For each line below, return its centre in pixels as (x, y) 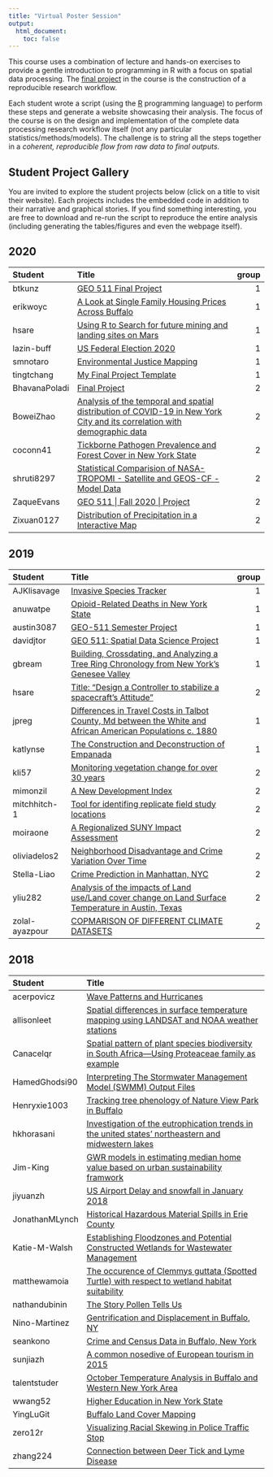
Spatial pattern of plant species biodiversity (169, 1043)
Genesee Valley (101, 674)
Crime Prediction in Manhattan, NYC (140, 874)
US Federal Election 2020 (126, 348)
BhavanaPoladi (41, 388)
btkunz (26, 288)
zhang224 (32, 1456)
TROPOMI (96, 478)
